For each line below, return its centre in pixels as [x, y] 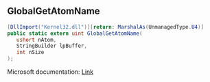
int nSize [30, 53]
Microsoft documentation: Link [50, 72]
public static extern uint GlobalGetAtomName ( [75, 33]
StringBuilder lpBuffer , [52, 46]
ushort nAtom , [36, 40]
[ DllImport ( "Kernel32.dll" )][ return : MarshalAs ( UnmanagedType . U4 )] [106, 27]
